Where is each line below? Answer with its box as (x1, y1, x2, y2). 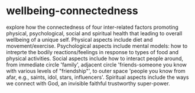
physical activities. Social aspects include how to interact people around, (6, 55, 184, 62)
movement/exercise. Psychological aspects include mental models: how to (6, 42, 188, 49)
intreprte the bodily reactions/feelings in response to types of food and (6, 48, 179, 55)
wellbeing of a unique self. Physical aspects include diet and (6, 36, 153, 43)
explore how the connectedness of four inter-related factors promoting (6, 24, 179, 31)
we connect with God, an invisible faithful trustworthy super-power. (6, 79, 170, 87)
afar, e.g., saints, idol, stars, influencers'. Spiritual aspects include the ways (6, 74, 189, 81)
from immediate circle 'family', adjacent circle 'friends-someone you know (6, 61, 187, 68)
